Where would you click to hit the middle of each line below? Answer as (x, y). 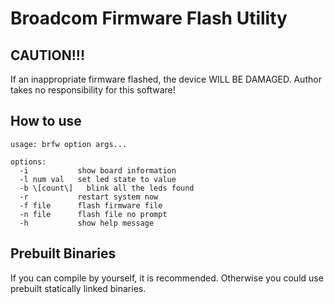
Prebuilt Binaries (63, 253)
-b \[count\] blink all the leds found (107, 188)
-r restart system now (89, 197)
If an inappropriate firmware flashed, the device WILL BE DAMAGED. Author (166, 79)
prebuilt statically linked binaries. (78, 288)
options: (28, 162)
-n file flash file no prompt (93, 214)
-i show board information (98, 170)
